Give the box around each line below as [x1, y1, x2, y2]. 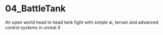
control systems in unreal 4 [5, 24, 61, 30]
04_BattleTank [5, 3, 66, 14]
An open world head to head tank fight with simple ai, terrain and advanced [5, 19, 159, 25]
